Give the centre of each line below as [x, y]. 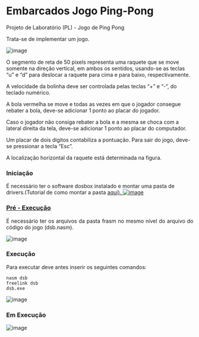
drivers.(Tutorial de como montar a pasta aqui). [64, 192]
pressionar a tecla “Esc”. [43, 146]
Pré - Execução [29, 208]
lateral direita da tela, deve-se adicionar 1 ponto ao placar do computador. [97, 128]
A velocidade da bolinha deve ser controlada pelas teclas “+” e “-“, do [91, 86]
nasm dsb [17, 278]
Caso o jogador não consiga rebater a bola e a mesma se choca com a [93, 122]
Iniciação [20, 173]
